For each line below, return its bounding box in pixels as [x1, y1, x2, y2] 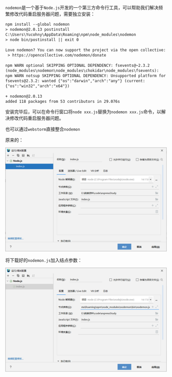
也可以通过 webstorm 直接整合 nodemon [5, 126, 80, 132]
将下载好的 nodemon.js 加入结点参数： [5, 257, 82, 263]
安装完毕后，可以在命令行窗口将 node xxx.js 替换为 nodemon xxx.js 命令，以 [5, 109, 161, 115]
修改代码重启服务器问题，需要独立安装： [9, 11, 95, 17]
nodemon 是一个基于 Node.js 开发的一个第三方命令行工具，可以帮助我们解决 [5, 5, 159, 10]
